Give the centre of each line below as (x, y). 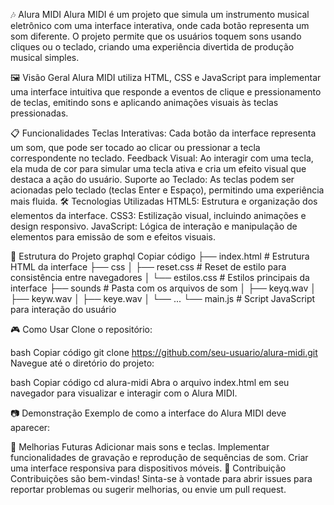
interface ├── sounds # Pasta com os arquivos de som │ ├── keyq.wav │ (163, 288)
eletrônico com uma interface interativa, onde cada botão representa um (160, 25)
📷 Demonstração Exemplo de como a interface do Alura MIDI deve (148, 413)
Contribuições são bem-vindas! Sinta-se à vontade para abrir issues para (161, 478)
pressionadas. (39, 113)
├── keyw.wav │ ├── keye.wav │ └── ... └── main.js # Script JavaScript (163, 298)
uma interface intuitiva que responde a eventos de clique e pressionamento (166, 92)
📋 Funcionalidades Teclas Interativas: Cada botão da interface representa (163, 133)
